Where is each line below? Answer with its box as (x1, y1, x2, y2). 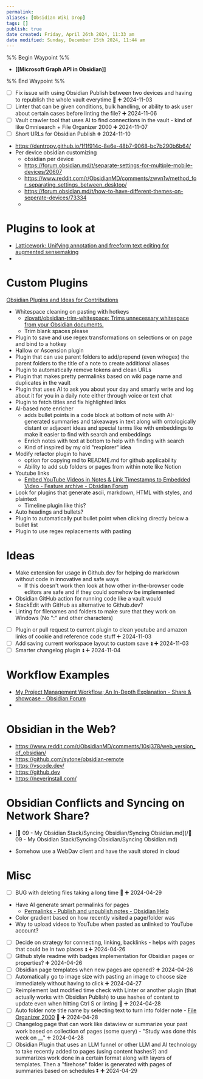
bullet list (15, 521, 38, 529)
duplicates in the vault (15, 379, 71, 387)
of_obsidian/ (15, 749, 47, 757)
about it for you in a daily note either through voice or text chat (15, 392, 172, 399)
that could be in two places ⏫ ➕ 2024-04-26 (15, 946, 126, 953)
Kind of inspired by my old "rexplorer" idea (24, 444, 132, 451)
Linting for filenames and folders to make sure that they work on (15, 608, 176, 615)
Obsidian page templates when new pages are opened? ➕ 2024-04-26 (15, 966, 193, 973)
